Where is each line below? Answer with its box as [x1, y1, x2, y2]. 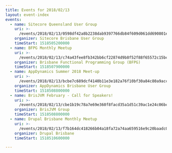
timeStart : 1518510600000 [14, 136, 70, 141]
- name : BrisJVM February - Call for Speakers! [10, 93, 114, 98]
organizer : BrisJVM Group [14, 107, 70, 112]
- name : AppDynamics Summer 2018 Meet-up [10, 69, 100, 74]
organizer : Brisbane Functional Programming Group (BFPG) [14, 60, 141, 65]
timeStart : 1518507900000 [14, 64, 70, 69]
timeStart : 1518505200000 [14, 41, 70, 46]
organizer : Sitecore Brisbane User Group [14, 36, 104, 41]
